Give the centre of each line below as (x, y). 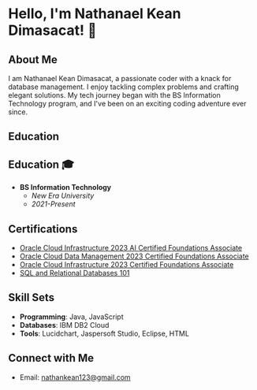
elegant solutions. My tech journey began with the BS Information (114, 95)
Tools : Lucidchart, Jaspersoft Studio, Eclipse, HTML (104, 333)
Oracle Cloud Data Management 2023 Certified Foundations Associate (134, 256)
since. (18, 112)
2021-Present (54, 204)
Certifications (43, 229)
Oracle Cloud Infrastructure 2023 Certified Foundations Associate (127, 265)
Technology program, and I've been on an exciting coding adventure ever (127, 104)
